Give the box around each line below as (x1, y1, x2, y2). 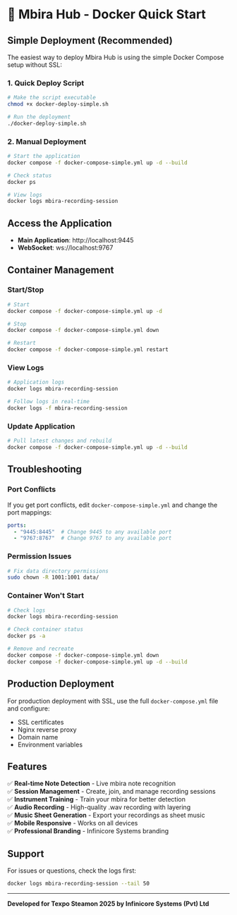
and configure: (7, 704, 50, 713)
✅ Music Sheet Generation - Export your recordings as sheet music (7, 811, 206, 820)
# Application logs (7, 379, 65, 386)
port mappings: (7, 508, 51, 517)
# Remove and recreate (7, 645, 74, 653)
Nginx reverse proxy (17, 725, 77, 734)
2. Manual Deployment (7, 137, 87, 147)
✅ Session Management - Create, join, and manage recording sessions (7, 787, 217, 796)
